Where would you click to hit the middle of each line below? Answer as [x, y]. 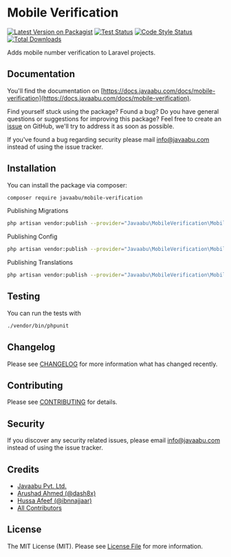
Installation [32, 169]
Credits [23, 469]
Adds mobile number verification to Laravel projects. [81, 52]
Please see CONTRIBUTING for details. [63, 402]
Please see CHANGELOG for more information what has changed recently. [112, 364]
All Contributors [39, 508]
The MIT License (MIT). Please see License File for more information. [105, 546]
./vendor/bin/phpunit [38, 325]
